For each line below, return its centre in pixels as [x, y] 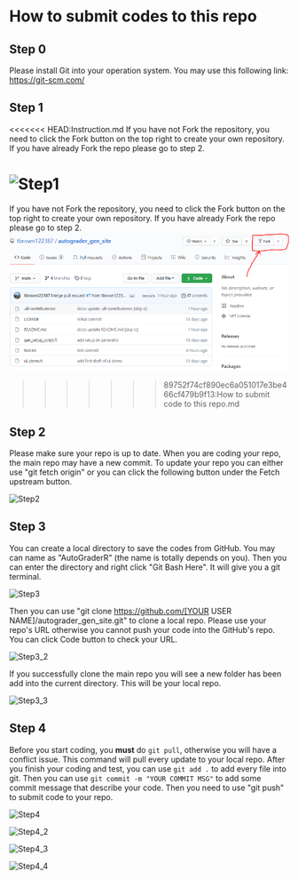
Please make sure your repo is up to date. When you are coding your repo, [145, 453]
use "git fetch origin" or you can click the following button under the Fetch [145, 472]
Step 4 [28, 728]
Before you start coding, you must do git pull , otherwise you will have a [143, 749]
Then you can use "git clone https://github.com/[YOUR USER [121, 611]
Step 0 [28, 49]
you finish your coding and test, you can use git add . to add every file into [148, 768]
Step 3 [27, 527]
